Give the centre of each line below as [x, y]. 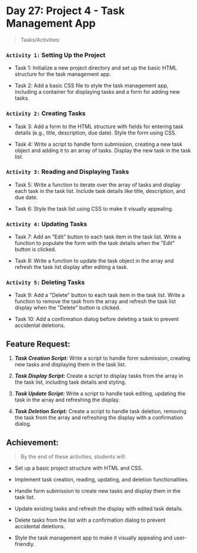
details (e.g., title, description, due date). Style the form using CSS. [96, 132]
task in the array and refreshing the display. [67, 400]
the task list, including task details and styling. [70, 382]
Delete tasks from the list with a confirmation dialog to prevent [90, 520]
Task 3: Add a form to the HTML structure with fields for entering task [99, 126]
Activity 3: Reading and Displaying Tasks [68, 172]
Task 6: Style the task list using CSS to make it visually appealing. [94, 208]
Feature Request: [38, 344]
